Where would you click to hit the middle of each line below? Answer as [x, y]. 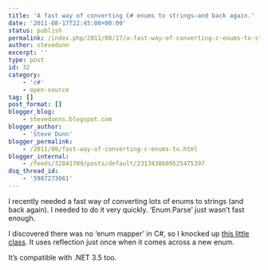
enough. [22, 218]
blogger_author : [35, 127]
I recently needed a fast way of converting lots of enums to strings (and [126, 201]
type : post [26, 61]
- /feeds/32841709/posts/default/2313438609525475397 [114, 164]
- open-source [46, 90]
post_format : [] [35, 104]
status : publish [35, 30]
